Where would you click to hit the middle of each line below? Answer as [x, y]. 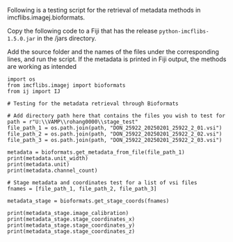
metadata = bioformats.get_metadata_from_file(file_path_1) [96, 152]
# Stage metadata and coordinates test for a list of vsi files [102, 183]
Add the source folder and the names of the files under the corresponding [113, 52]
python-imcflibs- [184, 31]
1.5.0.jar [22, 39]
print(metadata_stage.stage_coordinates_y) [71, 225]
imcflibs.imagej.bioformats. [46, 17]
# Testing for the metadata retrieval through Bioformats [93, 104]
